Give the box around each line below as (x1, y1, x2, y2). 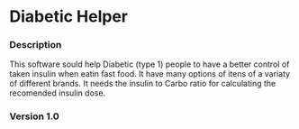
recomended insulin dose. (9, 88, 106, 98)
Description (9, 39, 62, 51)
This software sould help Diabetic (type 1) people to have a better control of (9, 59, 290, 69)
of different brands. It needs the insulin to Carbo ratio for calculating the (9, 78, 276, 89)
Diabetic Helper (9, 6, 129, 27)
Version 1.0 (9, 110, 60, 123)
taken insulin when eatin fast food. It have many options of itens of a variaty (9, 69, 291, 79)
